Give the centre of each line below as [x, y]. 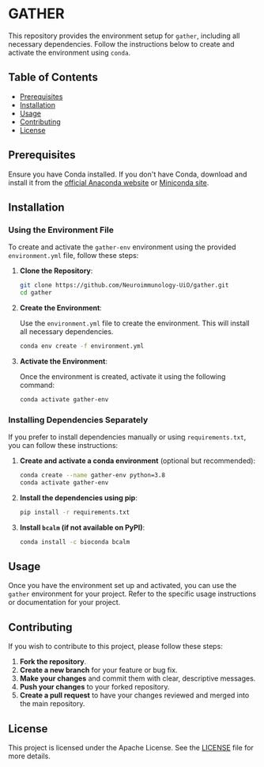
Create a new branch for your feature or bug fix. [98, 670]
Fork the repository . [53, 662]
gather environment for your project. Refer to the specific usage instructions [132, 594]
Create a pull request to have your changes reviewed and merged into [134, 695]
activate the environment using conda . [70, 52]
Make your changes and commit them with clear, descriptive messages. [138, 678]
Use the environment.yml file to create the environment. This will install [134, 323]
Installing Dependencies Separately [78, 420]
